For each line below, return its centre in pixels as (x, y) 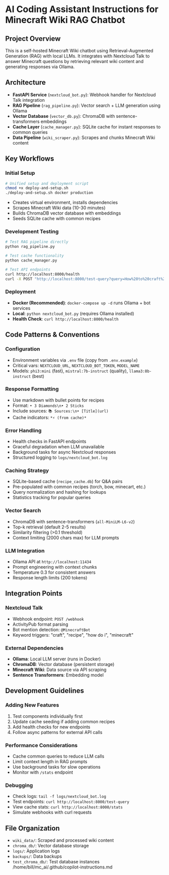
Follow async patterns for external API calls (57, 732)
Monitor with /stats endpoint (43, 772)
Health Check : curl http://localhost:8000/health (66, 319)
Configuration (23, 349)
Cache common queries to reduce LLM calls (58, 756)
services (21, 308)
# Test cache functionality (35, 256)
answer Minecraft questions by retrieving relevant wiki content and (74, 61)
